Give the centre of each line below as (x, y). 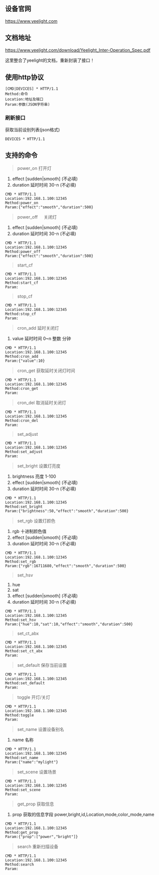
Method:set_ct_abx (24, 651)
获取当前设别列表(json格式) (32, 129)
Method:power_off (23, 251)
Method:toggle (20, 715)
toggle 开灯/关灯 (34, 697)
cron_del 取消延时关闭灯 (42, 402)
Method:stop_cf (21, 314)
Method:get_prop (22, 832)
